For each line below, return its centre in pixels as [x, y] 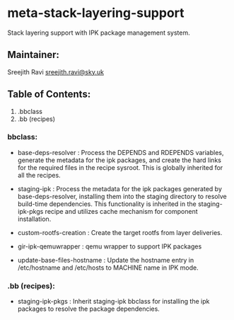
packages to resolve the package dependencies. [89, 309]
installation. [34, 219]
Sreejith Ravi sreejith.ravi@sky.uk [56, 72]
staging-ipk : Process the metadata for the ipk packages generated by [120, 188]
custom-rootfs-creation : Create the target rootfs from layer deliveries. [120, 232]
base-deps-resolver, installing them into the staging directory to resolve [122, 196]
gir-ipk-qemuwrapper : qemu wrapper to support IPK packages [110, 246]
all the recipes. [39, 175]
